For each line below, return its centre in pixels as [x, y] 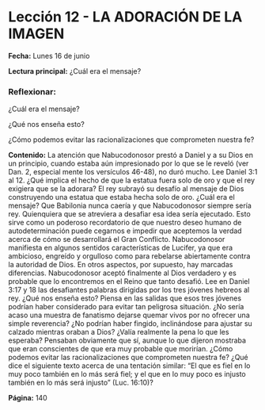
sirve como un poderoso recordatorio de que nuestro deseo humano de [125, 223]
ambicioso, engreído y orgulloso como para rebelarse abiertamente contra [129, 256]
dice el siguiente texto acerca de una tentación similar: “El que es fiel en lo [129, 366]
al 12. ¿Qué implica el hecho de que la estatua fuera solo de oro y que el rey [132, 180]
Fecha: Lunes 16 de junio [49, 56]
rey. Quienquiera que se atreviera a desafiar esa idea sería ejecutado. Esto [129, 214]
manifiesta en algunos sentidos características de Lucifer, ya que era [121, 248]
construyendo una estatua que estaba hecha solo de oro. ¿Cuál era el [121, 197]
